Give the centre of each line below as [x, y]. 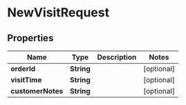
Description [117, 57]
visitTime [26, 80]
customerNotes [37, 91]
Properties [30, 38]
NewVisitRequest [58, 13]
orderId [23, 69]
